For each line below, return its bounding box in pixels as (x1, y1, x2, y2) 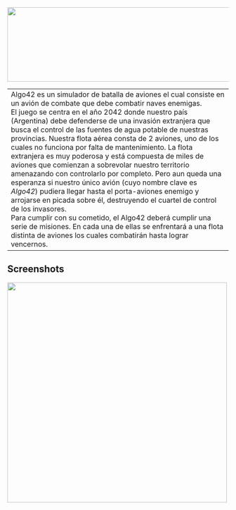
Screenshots (7, 263, 65, 275)
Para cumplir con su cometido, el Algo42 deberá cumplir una (11, 213, 211, 223)
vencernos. (11, 240, 48, 249)
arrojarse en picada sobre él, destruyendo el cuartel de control (11, 195, 217, 205)
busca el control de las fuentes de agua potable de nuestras (11, 125, 209, 135)
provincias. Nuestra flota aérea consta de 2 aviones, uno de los (11, 134, 219, 143)
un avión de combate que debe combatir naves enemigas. (11, 99, 202, 108)
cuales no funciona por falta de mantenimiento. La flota (11, 142, 193, 152)
